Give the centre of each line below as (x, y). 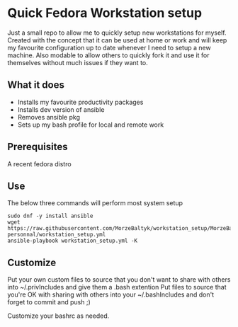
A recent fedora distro (40, 163)
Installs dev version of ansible (61, 109)
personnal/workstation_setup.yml (57, 235)
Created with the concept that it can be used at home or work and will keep (117, 40)
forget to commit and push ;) (49, 302)
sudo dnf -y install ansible (50, 216)
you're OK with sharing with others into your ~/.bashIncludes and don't (111, 294)
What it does (36, 85)
